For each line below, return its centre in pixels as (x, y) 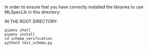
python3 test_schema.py (29, 43)
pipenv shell (18, 30)
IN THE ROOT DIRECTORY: (31, 21)
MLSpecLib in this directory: (33, 12)
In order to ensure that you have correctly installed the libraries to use (74, 7)
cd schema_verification (29, 38)
